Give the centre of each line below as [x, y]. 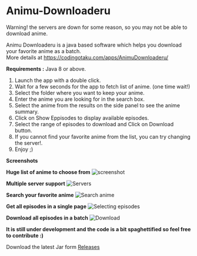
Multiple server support [36, 183]
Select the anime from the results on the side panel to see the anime [97, 105]
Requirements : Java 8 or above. [46, 68]
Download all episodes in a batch [47, 218]
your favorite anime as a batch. [44, 51]
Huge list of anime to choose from [48, 172]
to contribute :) [25, 235]
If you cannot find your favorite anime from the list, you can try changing [103, 136]
